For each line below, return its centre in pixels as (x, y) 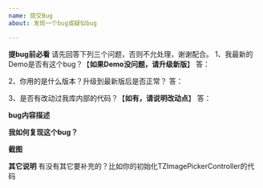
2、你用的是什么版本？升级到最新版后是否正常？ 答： (96, 81)
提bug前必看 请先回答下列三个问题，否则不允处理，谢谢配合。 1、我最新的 (131, 54)
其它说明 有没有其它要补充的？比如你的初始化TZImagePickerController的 (128, 166)
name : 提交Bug (31, 16)
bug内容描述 (29, 115)
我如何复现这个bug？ (43, 132)
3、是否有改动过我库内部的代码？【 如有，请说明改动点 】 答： (110, 98)
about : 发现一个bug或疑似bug (53, 23)
